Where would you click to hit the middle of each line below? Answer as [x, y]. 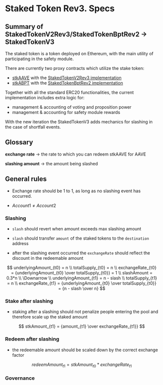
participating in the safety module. [39, 59]
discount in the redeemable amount [48, 258]
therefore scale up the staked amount [50, 317]
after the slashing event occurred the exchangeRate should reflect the [81, 253]
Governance [20, 378]
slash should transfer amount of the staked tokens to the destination [81, 238]
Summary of [24, 27]
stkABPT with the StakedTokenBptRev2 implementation [67, 83]
